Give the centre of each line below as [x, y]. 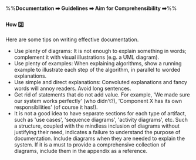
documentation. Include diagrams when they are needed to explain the [99, 139]
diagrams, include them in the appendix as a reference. [81, 151]
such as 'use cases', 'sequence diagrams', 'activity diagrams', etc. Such [101, 120]
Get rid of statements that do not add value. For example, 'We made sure [102, 95]
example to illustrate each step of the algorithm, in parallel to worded [97, 70]
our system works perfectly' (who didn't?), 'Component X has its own [98, 101]
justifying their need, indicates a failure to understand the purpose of [97, 132]
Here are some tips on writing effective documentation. [72, 39]
